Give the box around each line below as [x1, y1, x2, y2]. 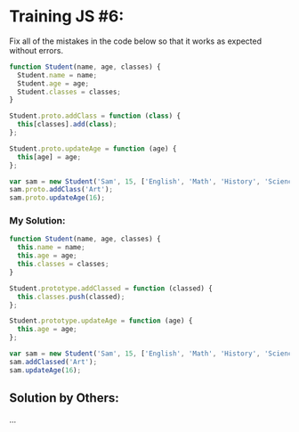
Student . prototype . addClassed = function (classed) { [9, 283, 214, 293]
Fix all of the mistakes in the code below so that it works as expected [9, 36, 263, 46]
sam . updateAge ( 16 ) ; [9, 365, 82, 375]
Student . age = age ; [17, 78, 90, 88]
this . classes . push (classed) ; [17, 292, 125, 301]
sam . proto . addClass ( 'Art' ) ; [9, 185, 114, 194]
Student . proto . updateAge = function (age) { [9, 144, 177, 153]
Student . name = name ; [17, 70, 98, 79]
